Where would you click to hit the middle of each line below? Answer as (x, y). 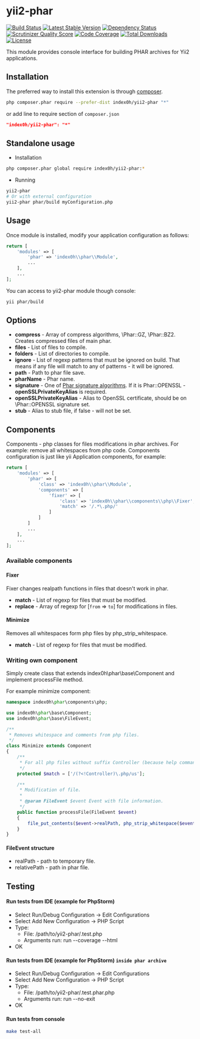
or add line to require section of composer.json (63, 114)
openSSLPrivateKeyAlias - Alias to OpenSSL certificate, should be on (101, 398)
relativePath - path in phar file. (52, 868)
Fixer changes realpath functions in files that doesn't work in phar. (87, 588)
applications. (22, 58)
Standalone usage (41, 143)
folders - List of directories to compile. (62, 354)
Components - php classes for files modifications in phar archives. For (93, 444)
